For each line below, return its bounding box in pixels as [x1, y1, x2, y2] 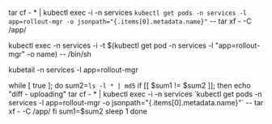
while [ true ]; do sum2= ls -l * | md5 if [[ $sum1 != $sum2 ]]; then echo [8, 81, 251, 90]
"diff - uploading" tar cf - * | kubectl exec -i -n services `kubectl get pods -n [8, 89, 263, 99]
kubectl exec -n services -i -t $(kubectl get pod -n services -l [8, 41, 214, 50]
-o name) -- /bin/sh [27, 49, 91, 58]
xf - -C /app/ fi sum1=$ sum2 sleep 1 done [8, 106, 147, 116]
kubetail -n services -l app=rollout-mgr [8, 65, 139, 75]
